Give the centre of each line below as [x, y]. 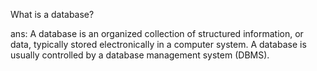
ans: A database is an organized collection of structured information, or [157, 33]
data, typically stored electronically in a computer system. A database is [158, 44]
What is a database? [52, 14]
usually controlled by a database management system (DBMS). [140, 55]
